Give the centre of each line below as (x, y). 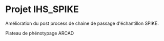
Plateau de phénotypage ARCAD (40, 33)
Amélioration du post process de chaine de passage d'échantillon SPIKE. (82, 23)
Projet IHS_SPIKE (42, 9)
